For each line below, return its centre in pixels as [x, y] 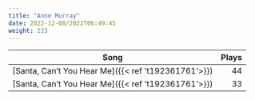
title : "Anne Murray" [44, 16]
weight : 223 [28, 30]
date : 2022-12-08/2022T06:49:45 [62, 23]
